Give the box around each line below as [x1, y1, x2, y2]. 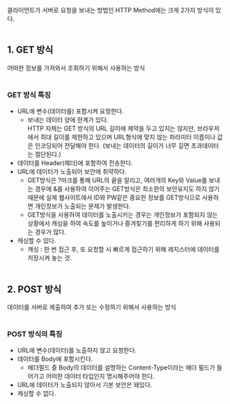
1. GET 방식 [7, 44, 54, 56]
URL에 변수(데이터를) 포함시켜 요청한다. [17, 107, 124, 115]
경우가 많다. [34, 228, 67, 236]
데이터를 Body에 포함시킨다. [17, 355, 93, 363]
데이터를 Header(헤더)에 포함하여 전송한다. [17, 159, 133, 167]
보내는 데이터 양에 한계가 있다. [27, 116, 109, 124]
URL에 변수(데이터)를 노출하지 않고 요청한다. [17, 346, 137, 354]
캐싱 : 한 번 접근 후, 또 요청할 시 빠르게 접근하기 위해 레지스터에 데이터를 [27, 245, 220, 253]
